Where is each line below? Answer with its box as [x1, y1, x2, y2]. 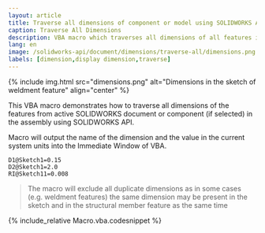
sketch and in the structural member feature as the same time [27, 200, 229, 209]
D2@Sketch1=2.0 [8, 163, 58, 171]
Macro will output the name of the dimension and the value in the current [8, 132, 245, 142]
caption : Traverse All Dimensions [8, 26, 122, 34]
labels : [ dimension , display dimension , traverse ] [8, 56, 171, 64]
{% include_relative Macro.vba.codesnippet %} [8, 216, 162, 225]
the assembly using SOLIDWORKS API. [8, 117, 135, 127]
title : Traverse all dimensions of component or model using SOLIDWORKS [8, 19, 252, 27]
